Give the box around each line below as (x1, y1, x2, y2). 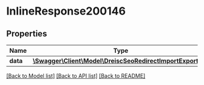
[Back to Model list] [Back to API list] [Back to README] (6, 72, 146, 80)
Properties (6, 29, 47, 39)
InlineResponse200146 (6, 4, 126, 18)
